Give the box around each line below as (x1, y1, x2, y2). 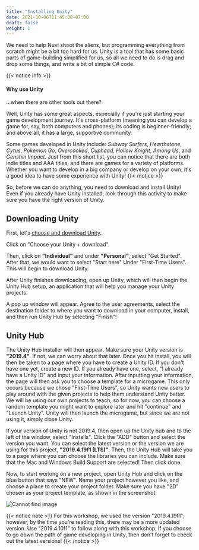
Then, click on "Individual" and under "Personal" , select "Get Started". (6, 252, 182, 260)
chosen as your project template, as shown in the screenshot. (6, 489, 157, 497)
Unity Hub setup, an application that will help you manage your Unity (6, 283, 174, 290)
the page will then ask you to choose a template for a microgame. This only (6, 378, 190, 385)
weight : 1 (6, 25, 31, 31)
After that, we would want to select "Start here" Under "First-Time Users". (6, 259, 187, 266)
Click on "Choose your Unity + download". (6, 241, 110, 248)
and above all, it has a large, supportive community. (6, 129, 132, 137)
